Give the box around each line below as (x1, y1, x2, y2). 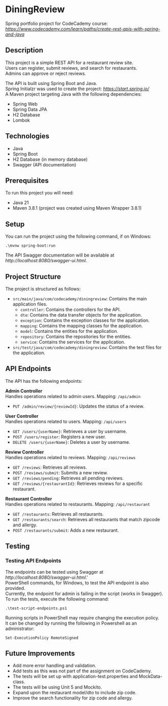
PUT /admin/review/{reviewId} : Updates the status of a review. (12, 403, 145, 409)
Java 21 (12, 200, 29, 206)
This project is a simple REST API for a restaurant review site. (5, 60, 133, 66)
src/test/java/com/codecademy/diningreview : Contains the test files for (12, 345, 162, 350)
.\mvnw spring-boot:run (5, 243, 56, 248)
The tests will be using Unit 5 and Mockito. (12, 684, 102, 690)
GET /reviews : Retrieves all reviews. (12, 464, 88, 470)
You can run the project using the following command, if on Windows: (5, 233, 152, 240)
